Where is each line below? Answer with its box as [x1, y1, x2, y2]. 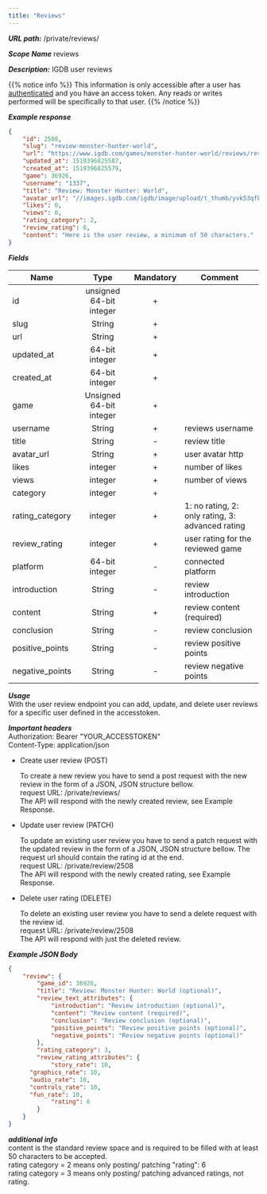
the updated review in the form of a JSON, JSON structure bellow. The [19, 844, 250, 853]
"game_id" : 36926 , [37, 980, 98, 988]
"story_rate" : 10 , [50, 1061, 112, 1069]
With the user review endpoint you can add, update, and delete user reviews [8, 699, 258, 708]
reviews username [184, 423, 253, 434]
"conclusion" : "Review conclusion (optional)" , [50, 1016, 212, 1024]
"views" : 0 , [22, 209, 62, 217]
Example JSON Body [8, 949, 78, 959]
